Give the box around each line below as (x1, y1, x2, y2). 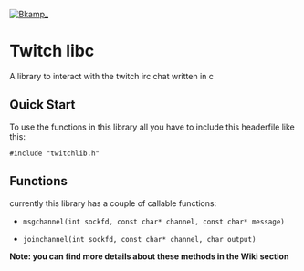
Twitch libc (9, 41, 95, 61)
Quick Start (9, 97, 76, 113)
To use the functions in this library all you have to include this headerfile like (9, 121, 295, 132)
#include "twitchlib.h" (9, 149, 100, 158)
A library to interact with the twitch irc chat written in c (9, 70, 215, 81)
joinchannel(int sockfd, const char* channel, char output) (22, 235, 257, 244)
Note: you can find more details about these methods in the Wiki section (9, 251, 289, 262)
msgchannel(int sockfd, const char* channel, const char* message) (22, 217, 285, 226)
